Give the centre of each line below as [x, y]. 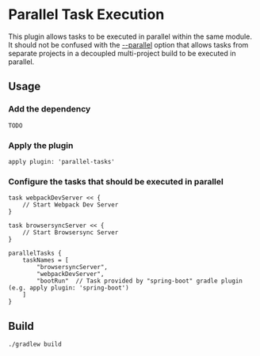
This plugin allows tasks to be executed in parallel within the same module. [130, 36]
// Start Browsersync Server [71, 233]
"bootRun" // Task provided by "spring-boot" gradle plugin [140, 281]
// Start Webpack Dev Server [71, 205]
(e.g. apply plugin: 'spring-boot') [69, 288]
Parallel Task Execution [86, 15]
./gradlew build [35, 345]
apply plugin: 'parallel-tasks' [61, 161]
